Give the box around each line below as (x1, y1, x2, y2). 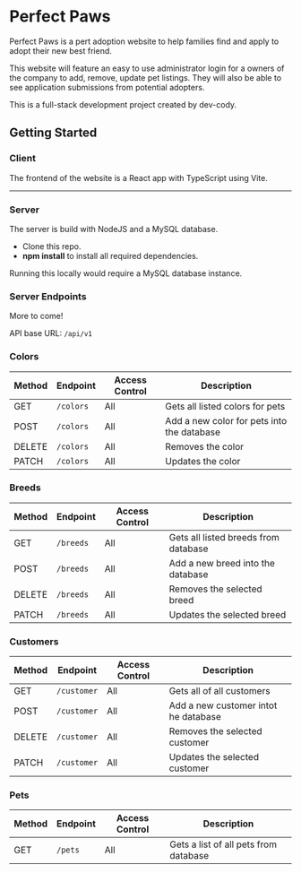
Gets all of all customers (168, 685, 271, 697)
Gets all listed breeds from (168, 531, 280, 543)
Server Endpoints (9, 290, 87, 302)
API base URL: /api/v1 (9, 328, 92, 339)
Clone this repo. (21, 240, 82, 252)
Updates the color (165, 454, 241, 467)
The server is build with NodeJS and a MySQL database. (9, 223, 219, 234)
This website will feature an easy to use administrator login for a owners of (9, 63, 285, 73)
